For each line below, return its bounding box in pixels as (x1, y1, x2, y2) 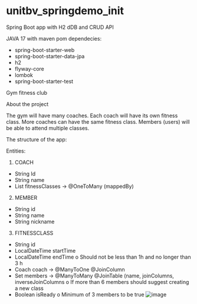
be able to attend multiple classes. (6, 124, 90, 131)
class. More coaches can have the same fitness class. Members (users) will (6, 118, 190, 125)
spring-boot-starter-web (14, 46, 75, 54)
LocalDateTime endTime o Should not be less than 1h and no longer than (14, 253, 191, 260)
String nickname (14, 218, 55, 225)
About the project (6, 100, 49, 107)
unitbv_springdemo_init (6, 4, 124, 18)
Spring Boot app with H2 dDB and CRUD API (6, 24, 114, 31)
